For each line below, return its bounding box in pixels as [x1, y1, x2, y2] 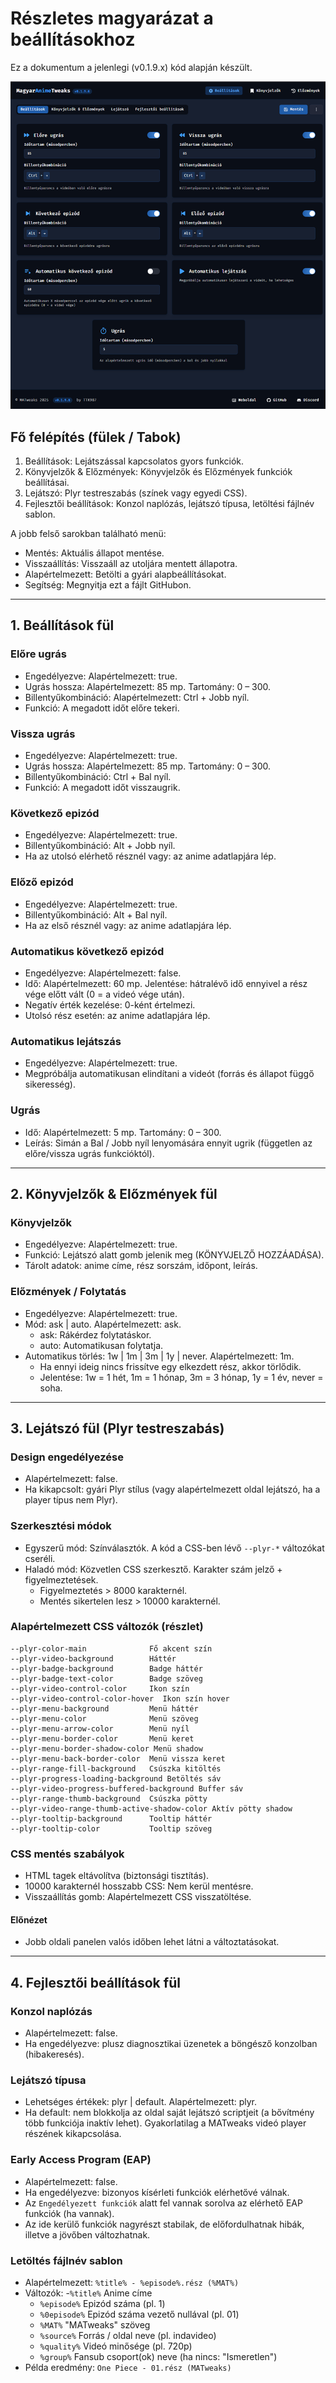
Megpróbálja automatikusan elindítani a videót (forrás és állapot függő [24, 1068, 315, 1080]
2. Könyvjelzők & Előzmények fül [10, 1185, 218, 1202]
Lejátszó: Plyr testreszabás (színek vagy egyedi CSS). [24, 487, 248, 499]
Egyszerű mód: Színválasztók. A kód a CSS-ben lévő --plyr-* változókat [24, 1542, 325, 1554]
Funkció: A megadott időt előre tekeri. [24, 702, 180, 714]
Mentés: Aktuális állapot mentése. [24, 547, 165, 559]
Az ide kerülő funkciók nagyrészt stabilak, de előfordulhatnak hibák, [24, 2218, 305, 2230]
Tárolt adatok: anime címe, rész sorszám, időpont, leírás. [24, 1260, 258, 1272]
